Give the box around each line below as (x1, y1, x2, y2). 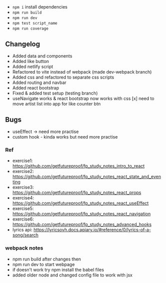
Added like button (12, 58, 49, 64)
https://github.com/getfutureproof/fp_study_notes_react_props (12, 189, 142, 195)
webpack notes (5, 244, 43, 251)
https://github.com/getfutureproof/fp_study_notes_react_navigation (12, 211, 151, 217)
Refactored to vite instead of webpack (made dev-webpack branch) (12, 69, 152, 75)
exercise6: (12, 216, 34, 222)
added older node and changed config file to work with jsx (12, 272, 133, 278)
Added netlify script (12, 63, 53, 69)
